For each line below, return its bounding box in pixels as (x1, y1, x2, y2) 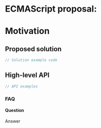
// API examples (5, 84, 38, 89)
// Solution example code (5, 58, 57, 63)
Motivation (5, 26, 50, 37)
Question (5, 108, 24, 113)
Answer (5, 118, 20, 124)
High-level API (5, 71, 50, 80)
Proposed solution (5, 45, 62, 53)
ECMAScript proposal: (5, 3, 97, 15)
